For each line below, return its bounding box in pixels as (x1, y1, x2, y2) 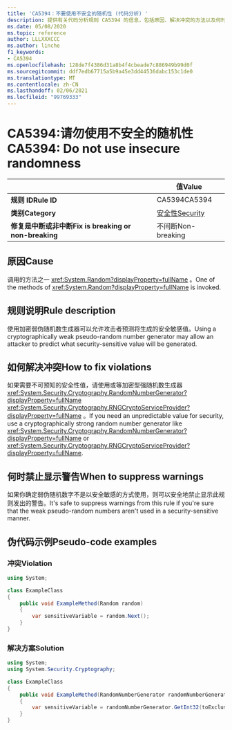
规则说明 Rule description (7, 305, 116, 317)
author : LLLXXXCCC (7, 36, 60, 43)
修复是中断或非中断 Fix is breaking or (10, 221, 131, 230)
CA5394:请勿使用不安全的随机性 (7, 126, 193, 142)
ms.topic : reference (7, 29, 67, 37)
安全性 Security (156, 208, 205, 218)
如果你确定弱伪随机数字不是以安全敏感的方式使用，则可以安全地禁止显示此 (7, 491, 219, 499)
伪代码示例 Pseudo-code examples (7, 536, 157, 547)
